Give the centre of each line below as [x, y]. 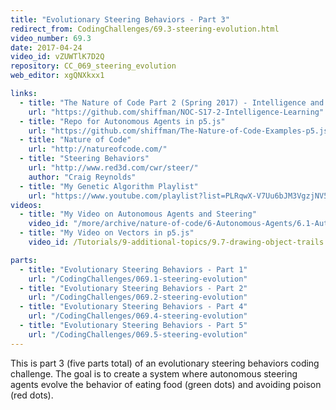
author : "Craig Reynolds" [82, 177]
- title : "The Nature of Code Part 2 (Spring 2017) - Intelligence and [172, 102]
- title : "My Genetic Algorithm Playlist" [109, 186]
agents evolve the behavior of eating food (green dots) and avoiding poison [166, 384]
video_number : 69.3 [51, 38]
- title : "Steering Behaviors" [84, 159]
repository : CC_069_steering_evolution [93, 66]
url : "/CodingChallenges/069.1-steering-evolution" [138, 279]
